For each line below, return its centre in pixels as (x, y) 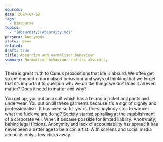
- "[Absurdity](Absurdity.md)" (41, 32)
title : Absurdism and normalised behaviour (50, 55)
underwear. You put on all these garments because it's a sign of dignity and (81, 103)
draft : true (17, 50)
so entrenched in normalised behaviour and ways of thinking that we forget (80, 79)
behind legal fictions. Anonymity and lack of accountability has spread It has (81, 124)
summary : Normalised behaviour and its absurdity (56, 60)
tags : (10, 19)
